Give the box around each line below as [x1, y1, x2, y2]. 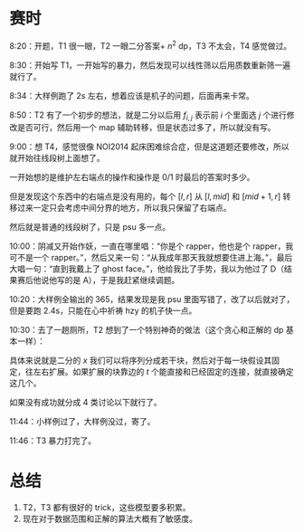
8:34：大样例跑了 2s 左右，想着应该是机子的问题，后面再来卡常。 [9, 90, 255, 100]
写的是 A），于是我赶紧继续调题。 [56, 275, 180, 286]
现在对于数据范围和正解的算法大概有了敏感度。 [22, 513, 197, 525]
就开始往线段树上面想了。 [9, 153, 105, 164]
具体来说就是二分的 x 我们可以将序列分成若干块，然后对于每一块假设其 [9, 355, 272, 366]
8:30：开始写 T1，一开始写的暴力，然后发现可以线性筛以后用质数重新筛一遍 [9, 60, 291, 71]
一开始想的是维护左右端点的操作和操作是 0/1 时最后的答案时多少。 [9, 172, 255, 183]
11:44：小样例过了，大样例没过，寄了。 [9, 416, 156, 427]
